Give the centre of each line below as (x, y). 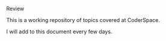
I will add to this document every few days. (59, 31)
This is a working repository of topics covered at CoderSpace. (83, 20)
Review (15, 9)
